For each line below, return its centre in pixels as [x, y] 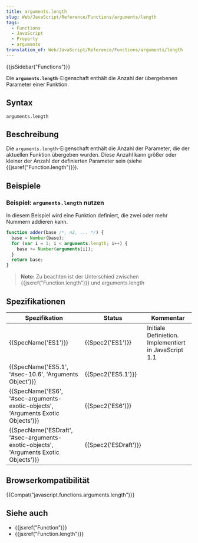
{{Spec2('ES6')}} [108, 406]
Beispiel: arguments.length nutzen [55, 203]
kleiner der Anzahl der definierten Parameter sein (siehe [74, 161]
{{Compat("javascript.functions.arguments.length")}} [70, 495]
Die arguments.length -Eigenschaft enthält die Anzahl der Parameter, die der [98, 148]
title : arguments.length [37, 11]
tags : [13, 22]
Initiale [156, 328]
